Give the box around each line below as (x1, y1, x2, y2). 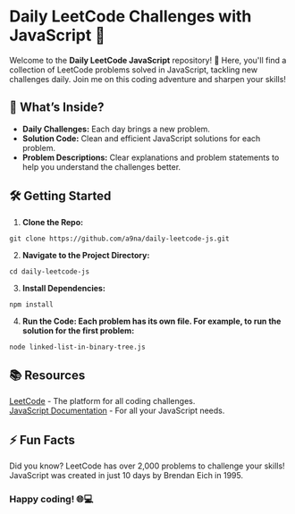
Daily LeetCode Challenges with (9, 6, 252, 27)
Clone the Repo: (21, 216, 83, 227)
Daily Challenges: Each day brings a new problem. (21, 123, 210, 134)
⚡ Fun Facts (9, 432, 76, 448)
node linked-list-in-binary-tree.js (9, 342, 146, 351)
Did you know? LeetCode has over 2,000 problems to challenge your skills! (9, 460, 285, 471)
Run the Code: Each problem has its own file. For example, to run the (21, 316, 282, 326)
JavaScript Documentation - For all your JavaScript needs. (9, 405, 225, 417)
